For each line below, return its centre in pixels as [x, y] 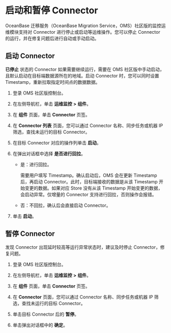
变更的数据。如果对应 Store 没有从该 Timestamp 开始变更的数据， [94, 188]
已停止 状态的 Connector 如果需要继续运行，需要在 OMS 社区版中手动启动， [85, 69]
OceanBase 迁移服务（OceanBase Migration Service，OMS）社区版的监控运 [86, 26]
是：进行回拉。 [36, 164]
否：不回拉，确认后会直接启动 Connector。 [65, 205]
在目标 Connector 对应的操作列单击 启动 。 [57, 142]
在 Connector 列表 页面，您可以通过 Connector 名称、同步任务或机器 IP [88, 125]
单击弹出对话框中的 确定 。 [40, 325]
